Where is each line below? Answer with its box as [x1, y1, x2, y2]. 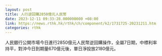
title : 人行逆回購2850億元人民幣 [5, 12, 67, 17]
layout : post [5, 7, 32, 12]
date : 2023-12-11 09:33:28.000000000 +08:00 [5, 16, 99, 21]
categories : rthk [5, 26, 41, 30]
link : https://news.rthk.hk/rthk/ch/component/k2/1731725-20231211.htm [5, 21, 156, 26]
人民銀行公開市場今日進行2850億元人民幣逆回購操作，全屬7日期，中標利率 [5, 40, 158, 46]
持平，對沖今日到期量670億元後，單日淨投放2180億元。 [5, 46, 118, 52]
